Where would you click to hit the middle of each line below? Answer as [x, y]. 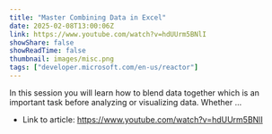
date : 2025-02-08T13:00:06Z [62, 26]
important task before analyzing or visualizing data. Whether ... [126, 102]
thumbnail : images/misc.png [62, 59]
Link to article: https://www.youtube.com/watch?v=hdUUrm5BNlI [142, 119]
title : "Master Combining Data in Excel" [88, 17]
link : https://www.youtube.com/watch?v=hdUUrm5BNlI [108, 34]
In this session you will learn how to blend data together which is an [135, 92]
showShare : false [42, 42]
